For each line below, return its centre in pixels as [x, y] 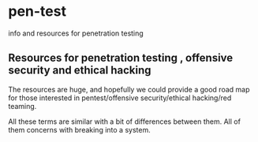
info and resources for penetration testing [76, 33]
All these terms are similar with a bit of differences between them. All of [124, 121]
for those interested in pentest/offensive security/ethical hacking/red [120, 98]
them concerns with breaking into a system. [80, 129]
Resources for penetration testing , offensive [121, 58]
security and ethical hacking [80, 71]
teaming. [22, 106]
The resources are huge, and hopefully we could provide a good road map [129, 89]
